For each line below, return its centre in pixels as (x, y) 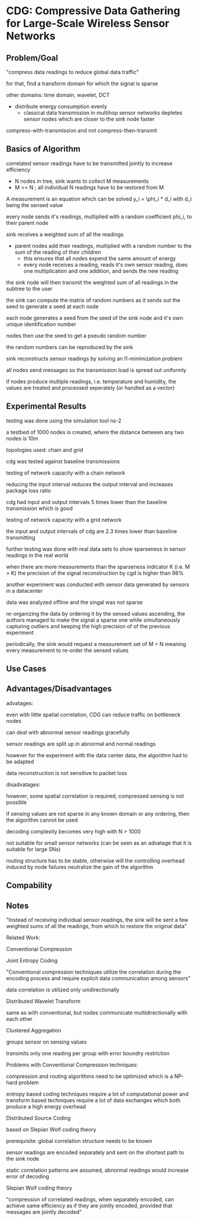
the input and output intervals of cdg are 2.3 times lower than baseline (92, 531)
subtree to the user (29, 289)
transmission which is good (39, 508)
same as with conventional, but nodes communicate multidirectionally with (97, 1013)
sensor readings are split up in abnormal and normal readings (81, 744)
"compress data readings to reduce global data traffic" (72, 72)
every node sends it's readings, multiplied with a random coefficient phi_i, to (99, 217)
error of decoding (27, 1177)
